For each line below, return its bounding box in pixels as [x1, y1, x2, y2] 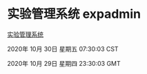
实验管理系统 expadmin [7, 6, 141, 22]
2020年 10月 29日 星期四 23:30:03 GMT [7, 59, 121, 67]
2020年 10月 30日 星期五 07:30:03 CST [7, 45, 119, 53]
